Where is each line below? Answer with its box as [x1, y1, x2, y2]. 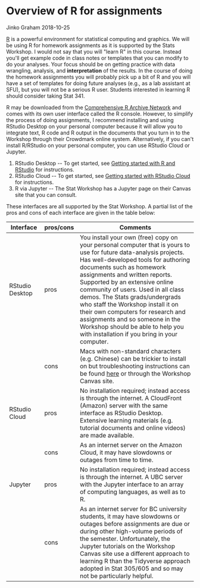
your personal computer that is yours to [79, 240, 190, 249]
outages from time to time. [79, 455, 154, 464]
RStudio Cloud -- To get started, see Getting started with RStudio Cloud [14, 172, 190, 179]
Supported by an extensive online [79, 278, 174, 286]
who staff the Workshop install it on [79, 300, 179, 308]
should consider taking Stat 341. [6, 92, 85, 99]
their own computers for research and [79, 308, 186, 316]
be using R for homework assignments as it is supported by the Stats [6, 42, 175, 49]
